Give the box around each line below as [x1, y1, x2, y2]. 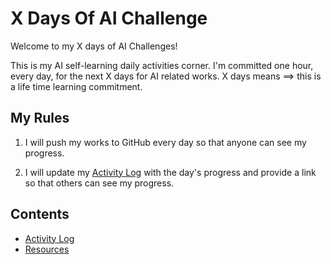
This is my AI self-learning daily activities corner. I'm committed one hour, [10, 59, 314, 71]
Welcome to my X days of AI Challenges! [10, 40, 178, 52]
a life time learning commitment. [10, 80, 143, 92]
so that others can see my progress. [24, 177, 175, 189]
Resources [24, 243, 70, 255]
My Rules [10, 110, 70, 127]
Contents [10, 206, 70, 223]
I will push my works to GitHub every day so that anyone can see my [24, 136, 307, 148]
